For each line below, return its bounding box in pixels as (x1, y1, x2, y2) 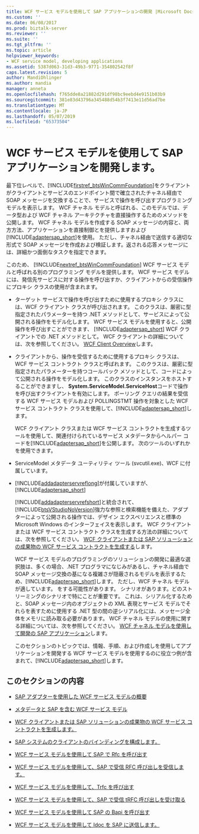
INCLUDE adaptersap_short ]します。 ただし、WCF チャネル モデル (28, 578, 190, 585)
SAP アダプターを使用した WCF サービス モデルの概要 (14, 693, 147, 700)
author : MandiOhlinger (6, 75, 62, 81)
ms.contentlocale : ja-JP (6, 108, 68, 114)
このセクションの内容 (6, 676, 84, 686)
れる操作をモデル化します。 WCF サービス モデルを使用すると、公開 (25, 318, 191, 325)
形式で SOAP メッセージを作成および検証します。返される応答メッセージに (6, 241, 188, 248)
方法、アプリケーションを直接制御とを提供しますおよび (11, 226, 146, 234)
